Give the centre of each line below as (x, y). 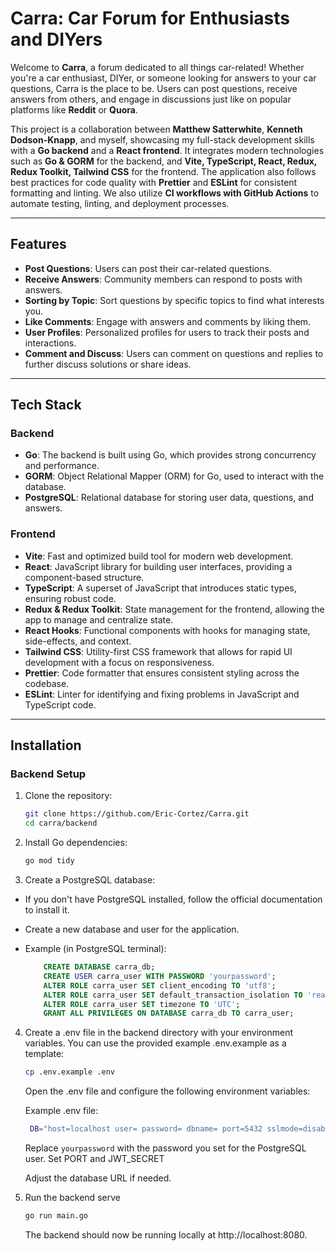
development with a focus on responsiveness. (119, 662)
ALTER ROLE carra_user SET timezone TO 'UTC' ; (142, 1004)
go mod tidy (49, 861)
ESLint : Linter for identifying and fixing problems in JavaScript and (162, 694)
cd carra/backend (61, 823)
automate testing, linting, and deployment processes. (120, 203)
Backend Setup (48, 774)
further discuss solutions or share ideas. (108, 364)
